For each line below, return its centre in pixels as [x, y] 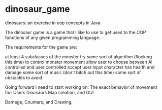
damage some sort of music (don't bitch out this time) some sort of [73, 72]
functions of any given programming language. [53, 37]
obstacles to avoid [24, 77]
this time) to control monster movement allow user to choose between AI [79, 62]
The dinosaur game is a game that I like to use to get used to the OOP [76, 32]
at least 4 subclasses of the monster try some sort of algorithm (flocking [79, 56]
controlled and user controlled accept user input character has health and [80, 67]
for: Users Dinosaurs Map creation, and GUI [49, 92]
